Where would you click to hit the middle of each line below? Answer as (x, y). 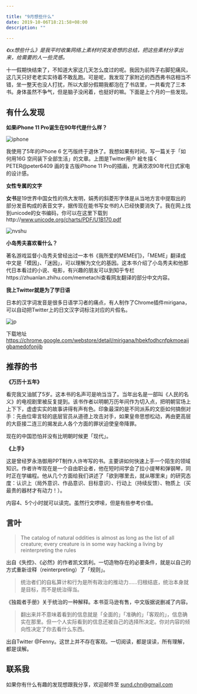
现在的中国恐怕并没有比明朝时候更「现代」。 (59, 436)
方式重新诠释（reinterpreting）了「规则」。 (57, 570)
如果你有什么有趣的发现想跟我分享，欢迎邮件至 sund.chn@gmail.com (89, 684)
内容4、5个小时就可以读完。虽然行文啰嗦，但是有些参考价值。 (81, 503)
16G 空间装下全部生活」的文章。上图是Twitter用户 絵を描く (87, 159)
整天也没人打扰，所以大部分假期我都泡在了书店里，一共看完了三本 (106, 85)
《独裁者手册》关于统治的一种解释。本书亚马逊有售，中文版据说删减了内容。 (98, 602)
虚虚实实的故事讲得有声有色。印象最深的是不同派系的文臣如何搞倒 (106, 409)
